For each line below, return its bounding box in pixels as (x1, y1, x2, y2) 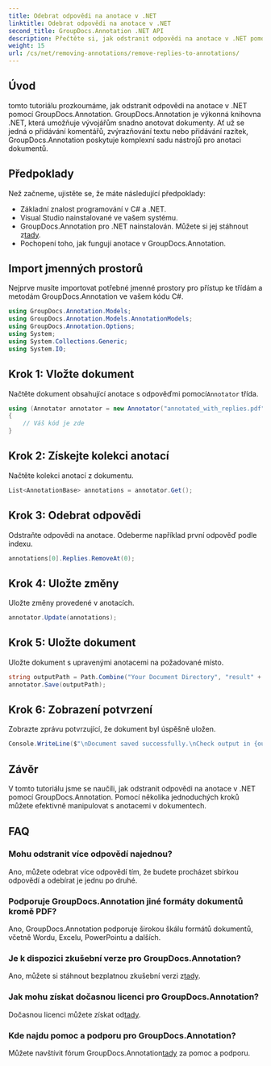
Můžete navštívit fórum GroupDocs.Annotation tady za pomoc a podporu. (8, 1048, 251, 1058)
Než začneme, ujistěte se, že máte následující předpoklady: (8, 188, 206, 198)
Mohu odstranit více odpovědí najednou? (8, 849, 173, 860)
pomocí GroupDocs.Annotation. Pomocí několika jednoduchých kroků (8, 792, 240, 802)
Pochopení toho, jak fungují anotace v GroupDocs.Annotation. (19, 238, 227, 248)
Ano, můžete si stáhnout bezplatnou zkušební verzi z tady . (8, 971, 201, 981)
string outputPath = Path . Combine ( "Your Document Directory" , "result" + (8, 673, 262, 681)
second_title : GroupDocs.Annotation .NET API (8, 27, 164, 35)
